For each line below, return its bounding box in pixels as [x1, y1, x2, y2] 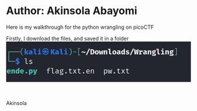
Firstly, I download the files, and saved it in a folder [6, 35, 129, 42]
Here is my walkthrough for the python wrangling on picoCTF [6, 23, 154, 31]
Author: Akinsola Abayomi [6, 4, 138, 18]
